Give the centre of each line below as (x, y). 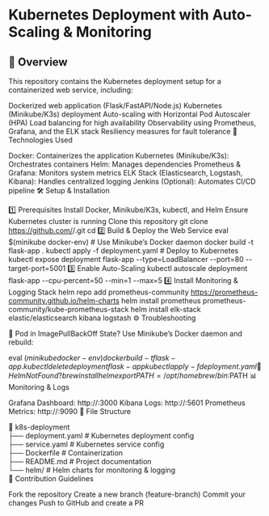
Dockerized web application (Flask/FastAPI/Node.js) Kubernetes (115, 106)
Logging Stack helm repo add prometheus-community (99, 292)
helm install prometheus (161, 300)
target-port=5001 (37, 268)
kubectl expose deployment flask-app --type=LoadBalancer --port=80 (126, 259)
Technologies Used (40, 140)
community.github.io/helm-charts (64, 300)
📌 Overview (38, 62)
